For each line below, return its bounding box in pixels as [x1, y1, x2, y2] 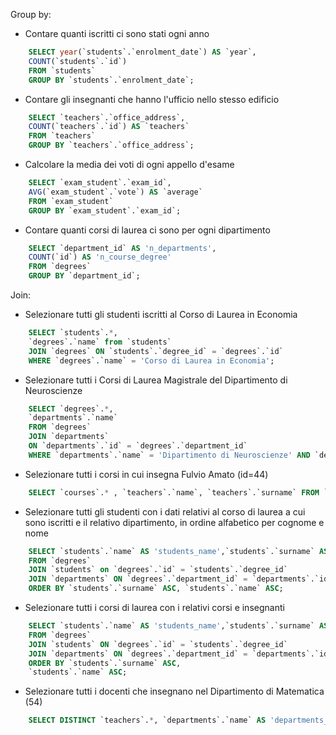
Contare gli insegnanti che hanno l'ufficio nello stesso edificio [24, 93, 280, 105]
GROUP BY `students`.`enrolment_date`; [28, 75, 195, 85]
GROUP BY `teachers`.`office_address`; [28, 140, 195, 151]
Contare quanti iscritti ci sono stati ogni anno [24, 28, 210, 39]
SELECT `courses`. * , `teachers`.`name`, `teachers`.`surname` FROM [28, 487, 320, 498]
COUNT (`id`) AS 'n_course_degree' [28, 252, 172, 263]
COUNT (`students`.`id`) [28, 56, 128, 66]
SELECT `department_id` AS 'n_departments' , [28, 243, 217, 253]
